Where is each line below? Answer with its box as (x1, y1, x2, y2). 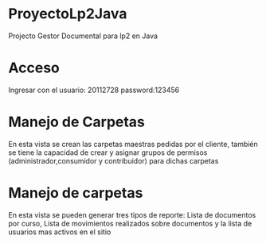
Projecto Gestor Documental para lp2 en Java (8, 31, 158, 40)
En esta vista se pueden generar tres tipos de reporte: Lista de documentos (8, 210, 256, 219)
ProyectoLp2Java (8, 5, 127, 23)
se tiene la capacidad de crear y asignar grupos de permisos (8, 148, 208, 157)
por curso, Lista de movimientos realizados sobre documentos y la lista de (8, 218, 252, 228)
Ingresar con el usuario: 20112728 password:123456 (8, 85, 180, 94)
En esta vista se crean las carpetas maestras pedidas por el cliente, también (8, 139, 259, 148)
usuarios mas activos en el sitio (8, 227, 111, 237)
